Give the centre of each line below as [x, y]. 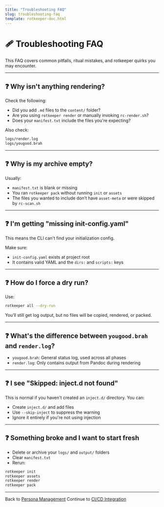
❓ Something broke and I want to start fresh [72, 438]
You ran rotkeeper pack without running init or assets [67, 193]
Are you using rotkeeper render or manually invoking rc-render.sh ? [80, 115]
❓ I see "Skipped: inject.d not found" [61, 384]
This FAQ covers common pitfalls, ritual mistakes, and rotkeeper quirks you [80, 61]
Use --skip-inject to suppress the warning [56, 412]
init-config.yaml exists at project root [51, 257]
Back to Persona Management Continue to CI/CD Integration [66, 499]
